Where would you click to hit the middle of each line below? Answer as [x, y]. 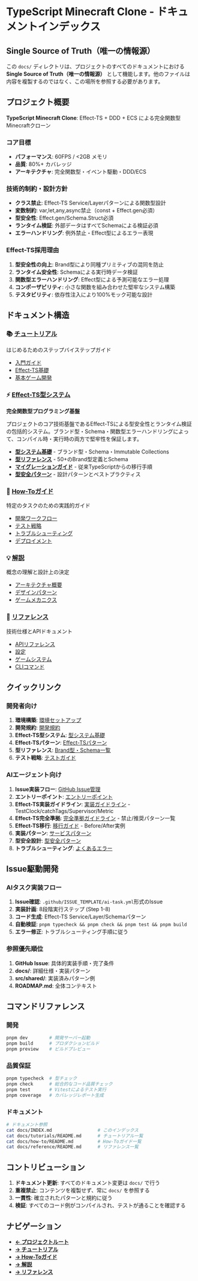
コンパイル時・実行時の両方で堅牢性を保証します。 [79, 438]
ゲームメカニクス [36, 600]
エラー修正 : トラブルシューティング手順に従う [71, 932]
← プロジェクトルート [42, 1241]
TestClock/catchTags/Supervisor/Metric [64, 811]
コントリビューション [46, 1167]
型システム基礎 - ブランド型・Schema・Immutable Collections [92, 452]
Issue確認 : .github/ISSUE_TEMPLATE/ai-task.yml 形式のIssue [89, 902]
